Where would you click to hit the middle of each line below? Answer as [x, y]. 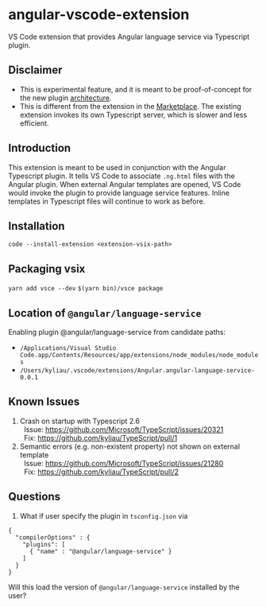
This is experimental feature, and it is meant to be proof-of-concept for [136, 89]
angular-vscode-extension [99, 15]
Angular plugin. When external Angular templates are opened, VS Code [125, 184]
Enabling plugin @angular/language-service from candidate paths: [117, 332]
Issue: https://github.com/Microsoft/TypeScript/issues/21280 [123, 463]
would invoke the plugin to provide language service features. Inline [119, 193]
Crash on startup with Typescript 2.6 [80, 421]
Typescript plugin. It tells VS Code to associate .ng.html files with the [122, 176]
